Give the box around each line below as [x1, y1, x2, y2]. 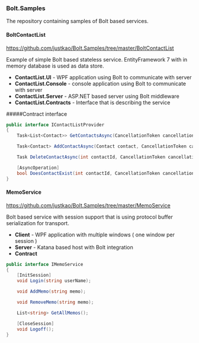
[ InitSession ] [17, 273, 52, 278]
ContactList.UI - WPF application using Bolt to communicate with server [14, 73, 192, 81]
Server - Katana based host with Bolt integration [14, 243, 133, 251]
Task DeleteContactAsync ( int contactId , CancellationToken [17, 154, 166, 160]
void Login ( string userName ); [17, 278, 92, 284]
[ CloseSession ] [17, 320, 54, 326]
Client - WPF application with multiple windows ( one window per [14, 231, 175, 238]
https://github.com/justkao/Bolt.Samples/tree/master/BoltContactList [6, 44, 174, 52]
